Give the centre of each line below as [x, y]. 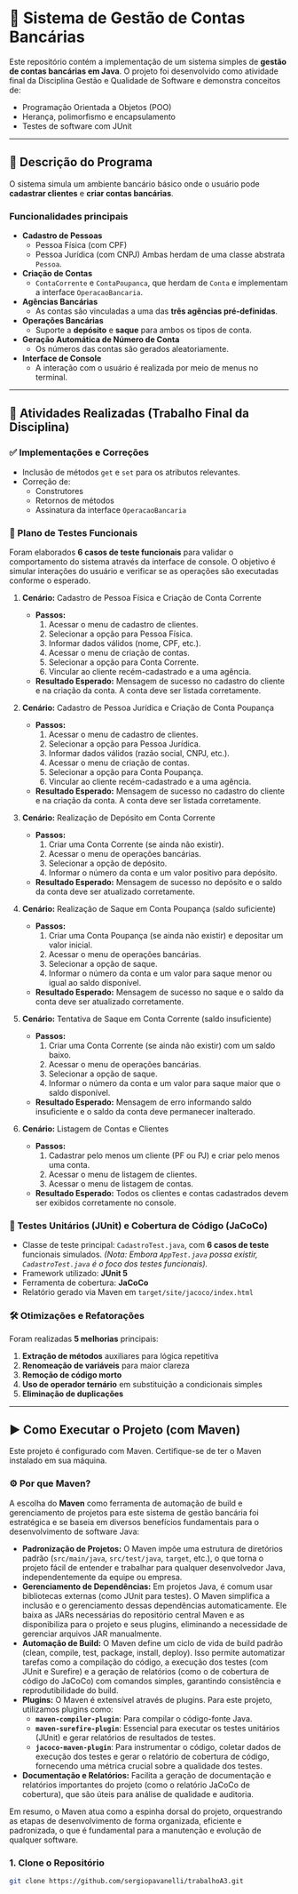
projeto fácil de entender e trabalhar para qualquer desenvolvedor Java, [153, 1567]
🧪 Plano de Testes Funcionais [74, 532]
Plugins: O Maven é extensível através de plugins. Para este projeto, [147, 1699]
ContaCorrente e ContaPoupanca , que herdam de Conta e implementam [161, 283]
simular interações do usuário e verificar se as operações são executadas [144, 571]
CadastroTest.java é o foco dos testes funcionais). [115, 1264]
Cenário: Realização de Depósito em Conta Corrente [118, 818]
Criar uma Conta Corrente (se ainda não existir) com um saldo [162, 1046]
